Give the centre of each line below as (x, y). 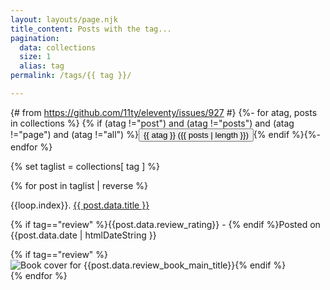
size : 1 (35, 57)
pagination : (35, 38)
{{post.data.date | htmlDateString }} (83, 235)
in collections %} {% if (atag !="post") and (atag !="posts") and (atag (152, 123)
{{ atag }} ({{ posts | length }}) (196, 134)
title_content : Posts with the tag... (91, 29)
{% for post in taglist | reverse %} (79, 185)
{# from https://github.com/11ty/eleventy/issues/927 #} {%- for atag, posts (164, 112)
